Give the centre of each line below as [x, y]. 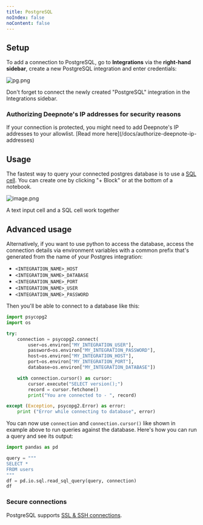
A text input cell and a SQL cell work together [63, 210]
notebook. [19, 187]
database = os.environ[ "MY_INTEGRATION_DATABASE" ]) [92, 368]
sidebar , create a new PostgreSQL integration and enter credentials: [92, 69]
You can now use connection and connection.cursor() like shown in [91, 423]
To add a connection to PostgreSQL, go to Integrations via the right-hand [99, 62]
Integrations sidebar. [32, 99]
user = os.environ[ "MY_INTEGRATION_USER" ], [81, 345]
